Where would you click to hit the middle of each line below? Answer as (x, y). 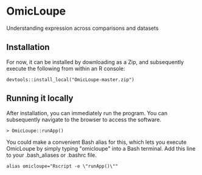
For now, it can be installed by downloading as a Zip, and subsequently (95, 62)
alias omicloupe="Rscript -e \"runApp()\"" (62, 166)
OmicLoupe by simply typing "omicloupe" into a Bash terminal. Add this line (101, 148)
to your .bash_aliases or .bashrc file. (52, 155)
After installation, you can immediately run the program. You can (87, 113)
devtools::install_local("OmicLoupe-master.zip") (71, 80)
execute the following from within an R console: (66, 68)
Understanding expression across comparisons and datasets (83, 28)
